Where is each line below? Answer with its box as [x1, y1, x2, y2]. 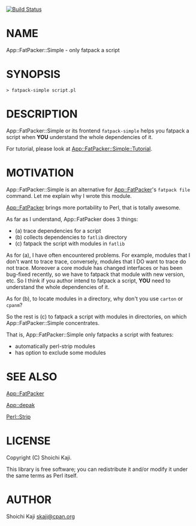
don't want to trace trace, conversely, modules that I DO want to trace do [6, 258, 186, 265]
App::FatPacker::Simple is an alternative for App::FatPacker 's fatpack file [6, 186, 191, 193]
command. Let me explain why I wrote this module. [6, 192, 132, 199]
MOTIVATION [6, 166, 74, 179]
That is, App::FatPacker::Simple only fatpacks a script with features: [6, 330, 174, 338]
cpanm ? [6, 301, 23, 308]
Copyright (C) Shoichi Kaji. [6, 453, 72, 461]
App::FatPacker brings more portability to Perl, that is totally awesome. [6, 204, 181, 211]
